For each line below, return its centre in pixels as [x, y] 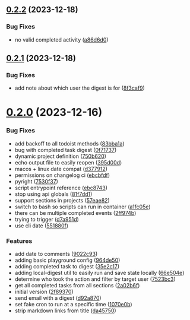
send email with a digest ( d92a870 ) [58, 298]
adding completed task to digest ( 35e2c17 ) [67, 267]
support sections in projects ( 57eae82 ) [62, 200]
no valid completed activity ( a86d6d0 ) [61, 39]
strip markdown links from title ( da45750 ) [66, 311]
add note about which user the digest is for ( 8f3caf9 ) [80, 88]
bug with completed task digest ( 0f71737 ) [66, 150]
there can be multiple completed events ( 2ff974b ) [75, 213]
